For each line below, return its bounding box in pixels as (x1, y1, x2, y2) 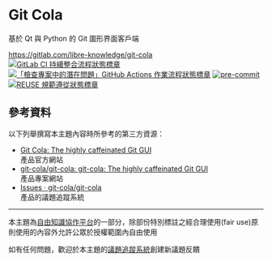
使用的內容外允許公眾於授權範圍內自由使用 (15, 227, 158, 237)
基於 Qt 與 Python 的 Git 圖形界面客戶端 (8, 33, 139, 43)
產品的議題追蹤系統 (19, 192, 85, 202)
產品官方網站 (19, 154, 63, 164)
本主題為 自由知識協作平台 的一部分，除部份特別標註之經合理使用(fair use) (8, 217, 252, 226)
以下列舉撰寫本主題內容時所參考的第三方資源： (8, 128, 164, 139)
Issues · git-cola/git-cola (19, 183, 102, 192)
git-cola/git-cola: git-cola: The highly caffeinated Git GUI (19, 164, 209, 174)
